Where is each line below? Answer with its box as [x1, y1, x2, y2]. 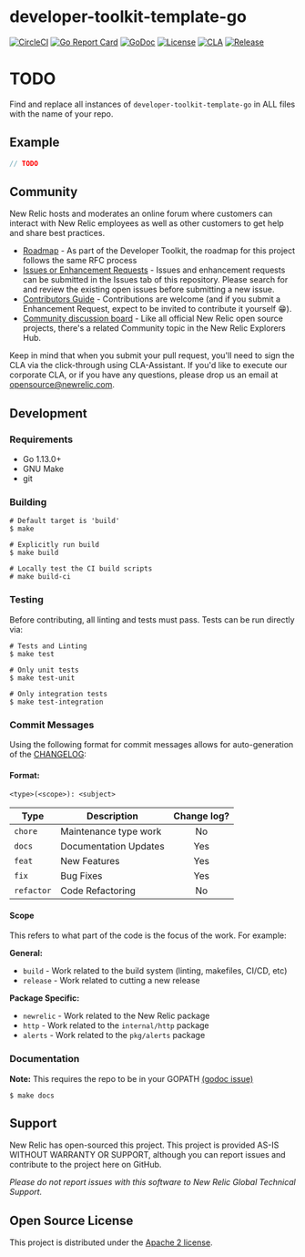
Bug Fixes [60, 870, 103, 882]
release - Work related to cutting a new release [22, 975, 200, 986]
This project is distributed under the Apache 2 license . [9, 1237, 213, 1248]
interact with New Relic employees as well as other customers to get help [9, 218, 284, 229]
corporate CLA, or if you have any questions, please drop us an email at [9, 369, 279, 380]
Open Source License [9, 1212, 134, 1228]
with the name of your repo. [9, 108, 114, 119]
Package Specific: [9, 993, 80, 1004]
